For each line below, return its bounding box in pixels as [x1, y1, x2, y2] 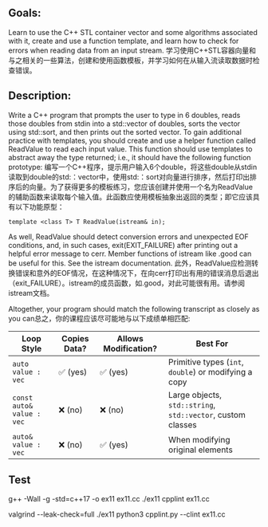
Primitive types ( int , [168, 356, 245, 368]
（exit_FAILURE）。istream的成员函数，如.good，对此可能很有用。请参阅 [8, 278, 246, 288]
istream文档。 [8, 288, 54, 297]
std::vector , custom [168, 409, 246, 420]
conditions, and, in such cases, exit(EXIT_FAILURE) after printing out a [8, 240, 238, 250]
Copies [61, 332, 89, 344]
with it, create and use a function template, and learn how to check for [8, 36, 239, 45]
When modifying [168, 434, 231, 445]
